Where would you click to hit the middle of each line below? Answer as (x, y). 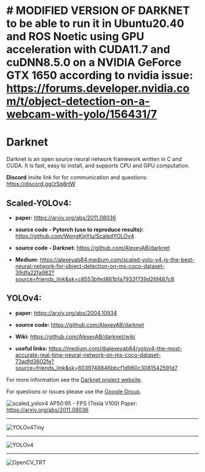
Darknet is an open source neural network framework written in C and (94, 159)
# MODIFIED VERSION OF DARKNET (98, 11)
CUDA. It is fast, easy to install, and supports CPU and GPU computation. (98, 166)
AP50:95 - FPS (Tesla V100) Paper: (94, 403)
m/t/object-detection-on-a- (78, 102)
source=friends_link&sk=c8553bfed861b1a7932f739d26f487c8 (95, 279)
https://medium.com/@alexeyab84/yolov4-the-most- (116, 348)
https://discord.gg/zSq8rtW (41, 184)
